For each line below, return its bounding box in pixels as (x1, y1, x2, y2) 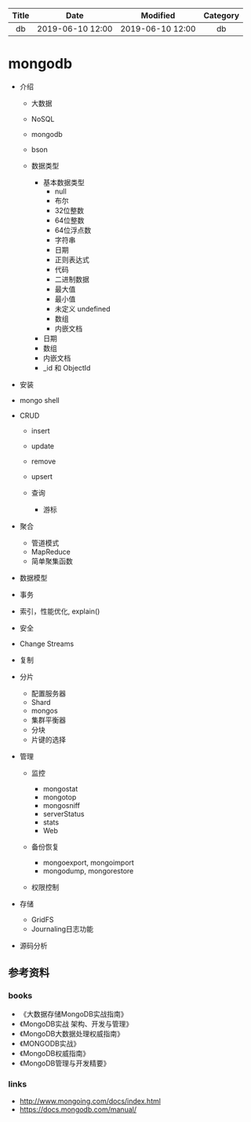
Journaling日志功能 (31, 924, 94, 933)
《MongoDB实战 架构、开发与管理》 (19, 1019, 133, 1028)
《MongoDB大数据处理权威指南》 (19, 1028, 124, 1038)
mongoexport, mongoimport (42, 858, 135, 867)
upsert (31, 471, 53, 481)
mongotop (42, 792, 77, 802)
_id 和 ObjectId (42, 363, 91, 372)
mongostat (42, 784, 78, 793)
